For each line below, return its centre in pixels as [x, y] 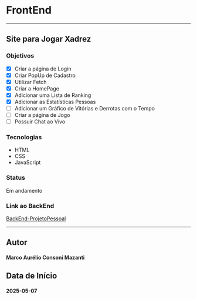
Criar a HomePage [37, 88]
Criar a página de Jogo [42, 115]
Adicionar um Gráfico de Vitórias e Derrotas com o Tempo [85, 108]
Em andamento [24, 190]
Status [16, 178]
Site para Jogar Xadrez [49, 39]
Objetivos [20, 56]
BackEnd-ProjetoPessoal [36, 219]
